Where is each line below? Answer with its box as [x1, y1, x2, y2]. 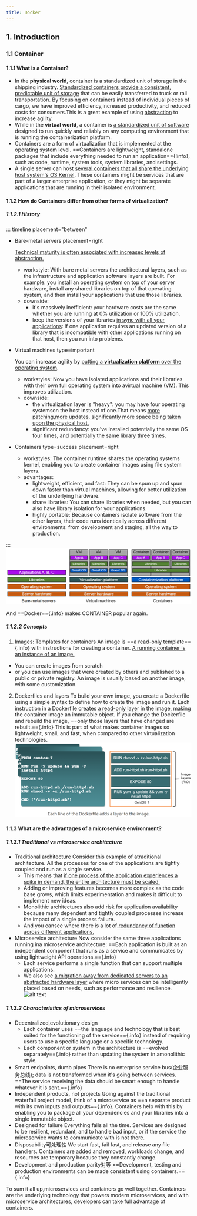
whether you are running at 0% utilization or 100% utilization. [32, 310, 181, 317]
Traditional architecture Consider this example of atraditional [14, 853, 162, 860]
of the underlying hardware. [32, 492, 100, 499]
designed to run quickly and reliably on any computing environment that [14, 127, 189, 135]
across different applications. [23, 928, 94, 936]
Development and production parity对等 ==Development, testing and [14, 1161, 182, 1168]
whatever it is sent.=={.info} [14, 1084, 82, 1091]
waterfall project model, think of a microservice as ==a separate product [14, 1096, 191, 1104]
